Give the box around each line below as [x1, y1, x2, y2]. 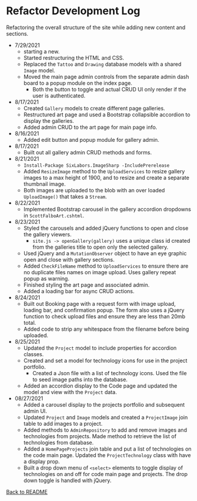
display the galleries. [23, 117, 75, 124]
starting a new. [23, 47, 60, 55]
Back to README [6, 488, 48, 495]
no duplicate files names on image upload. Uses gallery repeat [23, 268, 176, 275]
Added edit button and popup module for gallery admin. [23, 136, 160, 143]
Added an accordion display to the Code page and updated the [23, 382, 177, 389]
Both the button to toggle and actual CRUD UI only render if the [32, 85, 186, 93]
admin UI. [23, 407, 47, 414]
